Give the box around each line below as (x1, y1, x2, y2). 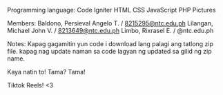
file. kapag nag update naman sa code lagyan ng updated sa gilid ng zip (7, 47, 212, 55)
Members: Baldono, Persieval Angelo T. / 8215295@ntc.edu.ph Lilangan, (7, 19, 213, 27)
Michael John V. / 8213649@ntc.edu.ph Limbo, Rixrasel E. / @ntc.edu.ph (7, 27, 214, 34)
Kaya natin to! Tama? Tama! (7, 68, 86, 76)
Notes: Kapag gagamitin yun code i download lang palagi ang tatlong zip (7, 40, 214, 47)
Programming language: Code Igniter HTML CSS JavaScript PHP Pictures (7, 6, 216, 14)
